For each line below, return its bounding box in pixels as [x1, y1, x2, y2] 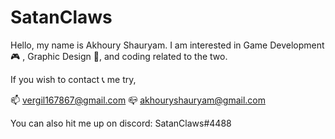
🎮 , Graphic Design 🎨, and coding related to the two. [10, 50, 228, 62]
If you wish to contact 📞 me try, [10, 73, 137, 85]
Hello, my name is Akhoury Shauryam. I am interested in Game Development [10, 39, 325, 51]
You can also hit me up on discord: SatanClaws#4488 [10, 117, 232, 129]
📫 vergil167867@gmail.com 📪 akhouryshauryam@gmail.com [10, 94, 266, 106]
